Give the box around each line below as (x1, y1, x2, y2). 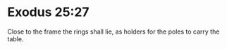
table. (7, 34, 24, 43)
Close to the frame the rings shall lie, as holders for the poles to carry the (7, 27, 220, 36)
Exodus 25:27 (7, 4, 90, 20)
